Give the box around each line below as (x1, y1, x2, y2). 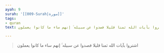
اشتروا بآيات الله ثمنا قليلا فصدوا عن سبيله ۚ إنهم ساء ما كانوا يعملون (17, 42, 138, 48)
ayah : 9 (5, 7, 21, 12)
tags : (5, 16, 16, 21)
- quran (5, 20, 21, 26)
